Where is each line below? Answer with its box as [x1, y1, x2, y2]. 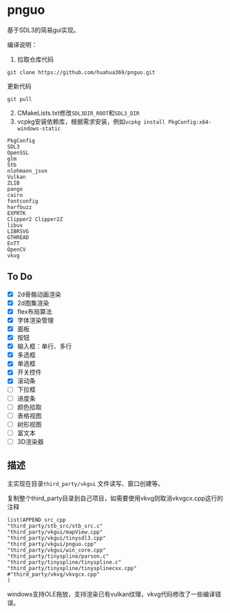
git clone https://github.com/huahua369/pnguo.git [7, 68, 156, 76]
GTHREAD [7, 234, 30, 241]
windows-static [17, 125, 61, 132]
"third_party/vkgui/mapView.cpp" [7, 528, 103, 536]
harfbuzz [7, 203, 32, 211]
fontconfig [7, 198, 39, 205]
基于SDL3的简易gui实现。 [7, 26, 80, 34]
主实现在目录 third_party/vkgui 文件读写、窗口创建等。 [7, 479, 164, 487]
